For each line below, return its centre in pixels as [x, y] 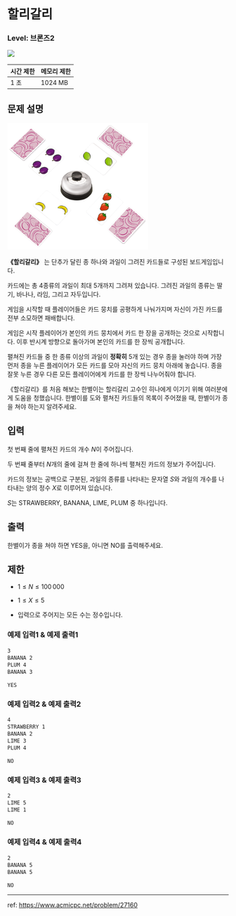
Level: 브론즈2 [31, 38]
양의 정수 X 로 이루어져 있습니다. [69, 488]
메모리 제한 [56, 71]
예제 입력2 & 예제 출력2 [44, 704]
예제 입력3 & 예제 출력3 [45, 780]
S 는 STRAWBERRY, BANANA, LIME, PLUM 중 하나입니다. [87, 502]
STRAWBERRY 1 [26, 727]
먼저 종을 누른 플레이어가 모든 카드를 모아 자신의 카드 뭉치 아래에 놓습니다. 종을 [115, 365]
